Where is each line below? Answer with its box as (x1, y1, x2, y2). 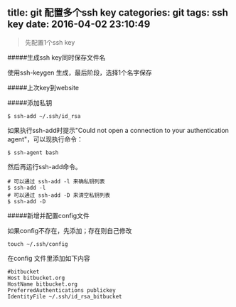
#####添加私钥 (7, 98, 53, 107)
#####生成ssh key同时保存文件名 (7, 53, 106, 62)
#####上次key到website (7, 83, 80, 92)
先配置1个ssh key (24, 38, 75, 46)
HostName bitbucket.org (7, 280, 78, 288)
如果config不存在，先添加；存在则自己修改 (7, 226, 132, 235)
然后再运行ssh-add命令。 (7, 162, 82, 171)
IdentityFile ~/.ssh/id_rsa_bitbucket (7, 293, 122, 300)
